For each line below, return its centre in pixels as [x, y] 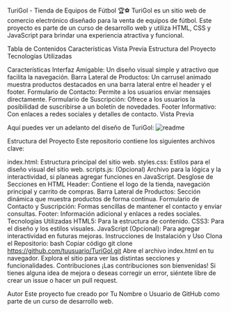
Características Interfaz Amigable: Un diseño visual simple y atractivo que [113, 70]
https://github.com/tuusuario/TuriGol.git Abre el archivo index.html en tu [111, 251]
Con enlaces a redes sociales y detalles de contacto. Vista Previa [101, 114]
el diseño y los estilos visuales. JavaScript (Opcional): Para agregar [104, 228]
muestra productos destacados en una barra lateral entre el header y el [110, 84]
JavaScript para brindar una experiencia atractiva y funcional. [96, 35]
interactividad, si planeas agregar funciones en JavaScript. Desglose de [110, 177]
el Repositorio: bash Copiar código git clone [70, 243]
